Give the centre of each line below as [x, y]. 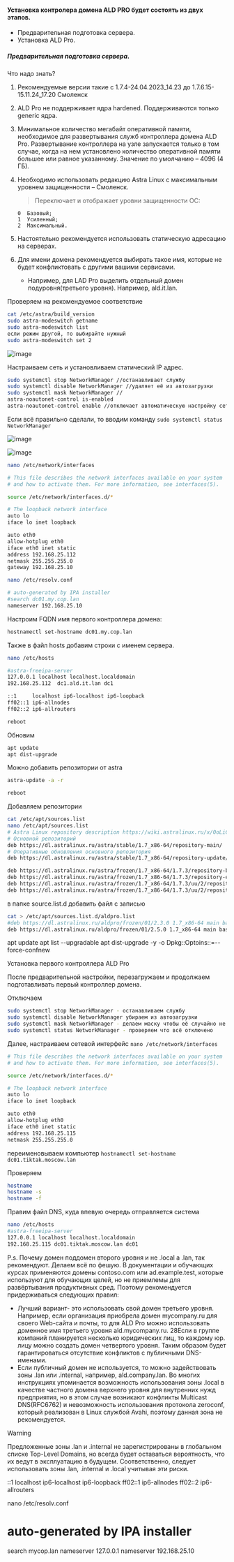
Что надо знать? [31, 74]
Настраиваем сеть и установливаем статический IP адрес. [95, 367]
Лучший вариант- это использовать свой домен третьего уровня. [115, 1308]
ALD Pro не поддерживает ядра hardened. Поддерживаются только [118, 108]
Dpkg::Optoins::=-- [193, 943]
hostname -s [24, 1192]
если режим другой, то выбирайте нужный [67, 334]
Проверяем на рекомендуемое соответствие [75, 302]
